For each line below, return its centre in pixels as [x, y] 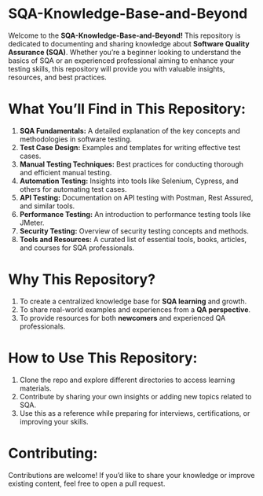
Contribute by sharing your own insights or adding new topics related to [135, 396]
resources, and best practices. [58, 77]
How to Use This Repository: [103, 358]
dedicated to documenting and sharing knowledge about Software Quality [129, 43]
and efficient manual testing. [66, 172]
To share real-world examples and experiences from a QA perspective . [135, 309]
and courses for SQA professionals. [77, 248]
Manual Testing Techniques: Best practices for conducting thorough [131, 164]
